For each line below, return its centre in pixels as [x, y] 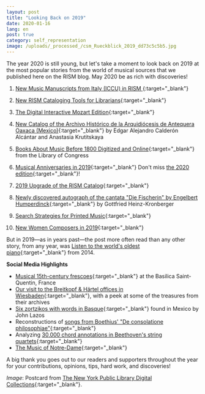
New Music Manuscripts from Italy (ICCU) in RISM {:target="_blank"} [102, 88]
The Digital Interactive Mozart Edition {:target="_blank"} [85, 112]
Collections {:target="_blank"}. [44, 384]
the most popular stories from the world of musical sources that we [91, 70]
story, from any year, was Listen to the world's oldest [73, 246]
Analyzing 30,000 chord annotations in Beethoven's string [88, 335]
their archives [32, 302]
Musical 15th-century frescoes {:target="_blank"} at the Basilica [95, 276]
